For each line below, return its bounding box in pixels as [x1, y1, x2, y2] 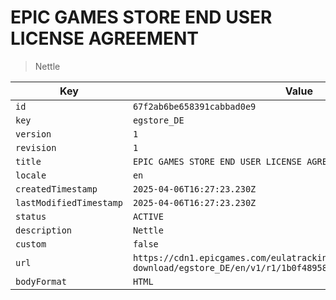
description [15, 224, 73, 236]
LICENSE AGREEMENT [10, 27, 199, 50]
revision [15, 142, 57, 153]
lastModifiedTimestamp [15, 197, 123, 208]
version [15, 128, 52, 140]
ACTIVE [132, 211, 164, 222]
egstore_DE [132, 114, 185, 126]
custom [15, 238, 47, 250]
